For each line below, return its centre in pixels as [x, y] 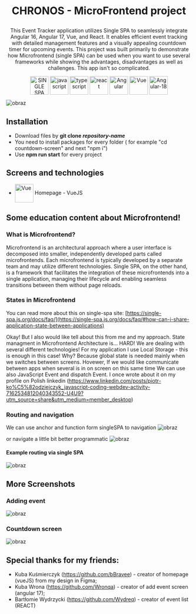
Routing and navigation [40, 414]
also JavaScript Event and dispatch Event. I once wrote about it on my [91, 374]
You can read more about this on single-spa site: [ [67, 313]
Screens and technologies [55, 173]
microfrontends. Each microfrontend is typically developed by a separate [94, 260]
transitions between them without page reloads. [64, 285]
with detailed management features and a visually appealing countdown [99, 43]
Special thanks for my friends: [63, 560]
